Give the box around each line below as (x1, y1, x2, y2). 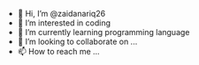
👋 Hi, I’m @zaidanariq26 (17, 9, 106, 18)
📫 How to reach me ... (17, 47, 100, 56)
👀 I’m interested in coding (17, 18, 111, 28)
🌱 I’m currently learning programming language (17, 27, 190, 37)
